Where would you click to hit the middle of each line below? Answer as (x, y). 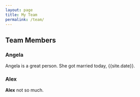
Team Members (31, 40)
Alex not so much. (25, 90)
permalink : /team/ (25, 19)
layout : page (19, 10)
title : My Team (21, 15)
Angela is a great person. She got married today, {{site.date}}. (70, 66)
